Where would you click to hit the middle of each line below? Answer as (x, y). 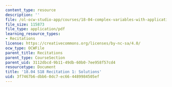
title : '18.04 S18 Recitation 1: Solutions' (53, 72)
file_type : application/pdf (35, 29)
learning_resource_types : (33, 34)
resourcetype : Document (31, 67)
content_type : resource (31, 10)
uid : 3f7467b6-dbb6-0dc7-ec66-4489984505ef (52, 77)
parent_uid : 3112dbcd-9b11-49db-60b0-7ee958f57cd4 (60, 62)
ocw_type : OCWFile (25, 48)
